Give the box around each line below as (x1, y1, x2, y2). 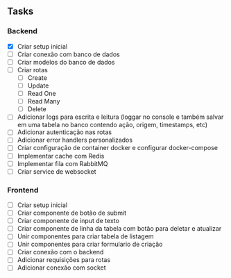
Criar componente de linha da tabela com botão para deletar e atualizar (17, 224, 222, 233)
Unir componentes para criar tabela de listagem (17, 232, 154, 240)
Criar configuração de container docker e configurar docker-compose (17, 144, 219, 152)
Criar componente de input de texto (17, 217, 120, 225)
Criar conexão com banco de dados (17, 50, 120, 58)
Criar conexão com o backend (17, 248, 104, 256)
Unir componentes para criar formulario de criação (17, 240, 163, 249)
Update (27, 81, 49, 90)
